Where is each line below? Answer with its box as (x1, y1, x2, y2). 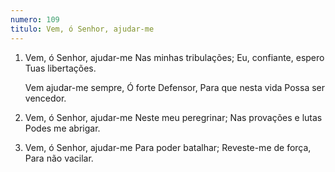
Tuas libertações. (24, 62, 97, 74)
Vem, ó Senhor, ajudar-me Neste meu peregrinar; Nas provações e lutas (24, 111, 323, 123)
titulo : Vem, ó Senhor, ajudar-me (10, 24, 155, 34)
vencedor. (24, 92, 67, 104)
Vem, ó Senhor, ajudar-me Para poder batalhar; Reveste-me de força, (24, 141, 312, 153)
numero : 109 (10, 14, 60, 25)
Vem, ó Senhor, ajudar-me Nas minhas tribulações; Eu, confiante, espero (24, 51, 325, 63)
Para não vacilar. (24, 152, 94, 164)
